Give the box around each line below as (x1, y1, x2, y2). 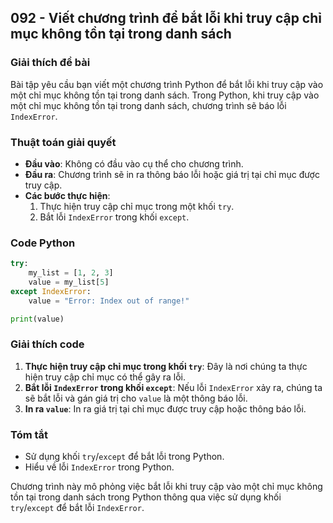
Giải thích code (10, 337, 85, 351)
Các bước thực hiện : (24, 189, 111, 201)
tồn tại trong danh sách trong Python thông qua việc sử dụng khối (10, 491, 282, 503)
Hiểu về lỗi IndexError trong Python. (24, 461, 175, 473)
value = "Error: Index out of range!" (28, 296, 190, 306)
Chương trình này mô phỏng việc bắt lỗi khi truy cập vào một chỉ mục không (10, 481, 323, 493)
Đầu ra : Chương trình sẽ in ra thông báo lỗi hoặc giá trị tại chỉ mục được (24, 168, 320, 180)
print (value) (10, 314, 65, 324)
